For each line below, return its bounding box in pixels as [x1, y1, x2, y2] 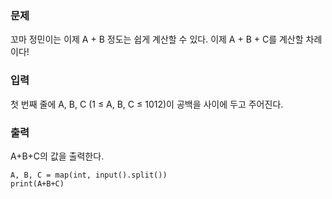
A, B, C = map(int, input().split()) [10, 170, 168, 180]
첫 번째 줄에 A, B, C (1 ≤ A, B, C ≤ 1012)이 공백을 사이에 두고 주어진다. [10, 98, 284, 110]
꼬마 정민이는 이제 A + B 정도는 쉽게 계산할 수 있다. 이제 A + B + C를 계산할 [10, 33, 304, 46]
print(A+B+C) [10, 178, 65, 189]
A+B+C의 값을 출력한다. [10, 150, 105, 162]
